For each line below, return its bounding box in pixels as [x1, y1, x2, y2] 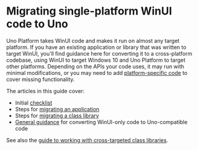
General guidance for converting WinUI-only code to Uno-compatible [14, 118, 188, 125]
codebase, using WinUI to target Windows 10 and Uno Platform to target [6, 56, 186, 64]
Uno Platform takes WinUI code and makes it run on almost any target [6, 37, 180, 44]
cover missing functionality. [6, 76, 75, 83]
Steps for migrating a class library [14, 112, 100, 119]
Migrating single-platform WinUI [6, 4, 172, 18]
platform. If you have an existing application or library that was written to [6, 44, 187, 51]
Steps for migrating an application [14, 105, 100, 112]
